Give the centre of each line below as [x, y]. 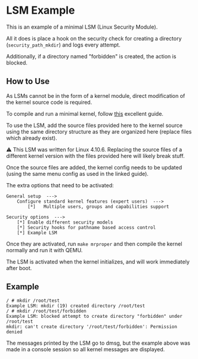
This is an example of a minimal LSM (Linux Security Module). [82, 27]
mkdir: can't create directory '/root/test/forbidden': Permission [92, 326]
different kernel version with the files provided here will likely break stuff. [95, 156]
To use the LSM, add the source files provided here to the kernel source [95, 125]
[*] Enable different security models [65, 222]
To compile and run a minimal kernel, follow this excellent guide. [85, 113]
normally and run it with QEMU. [44, 250]
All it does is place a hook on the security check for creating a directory [94, 38]
